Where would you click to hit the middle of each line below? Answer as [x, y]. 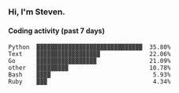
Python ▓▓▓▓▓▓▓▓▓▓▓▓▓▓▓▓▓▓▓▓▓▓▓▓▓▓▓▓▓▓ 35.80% [89, 47]
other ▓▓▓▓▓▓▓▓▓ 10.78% [89, 68]
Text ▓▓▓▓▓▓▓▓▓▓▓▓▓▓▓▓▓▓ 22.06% [89, 54]
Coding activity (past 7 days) [56, 31]
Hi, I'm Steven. [37, 12]
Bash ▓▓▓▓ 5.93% [89, 75]
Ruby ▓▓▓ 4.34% [89, 82]
